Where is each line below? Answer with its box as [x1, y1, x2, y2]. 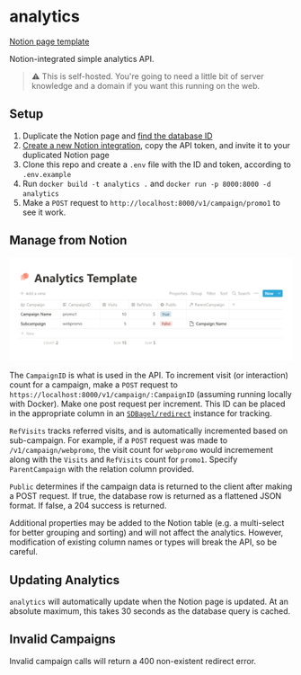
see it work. [22, 207, 66, 218]
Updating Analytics [9, 573, 120, 588]
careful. [9, 546, 39, 557]
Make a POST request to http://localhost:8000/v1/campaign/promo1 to [22, 197, 281, 208]
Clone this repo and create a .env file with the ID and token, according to [22, 159, 292, 170]
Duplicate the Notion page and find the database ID [22, 130, 213, 141]
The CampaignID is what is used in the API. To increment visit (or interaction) [9, 370, 289, 381]
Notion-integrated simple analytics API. [9, 53, 155, 64]
